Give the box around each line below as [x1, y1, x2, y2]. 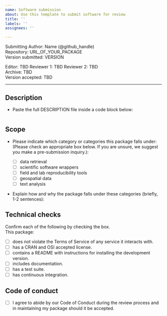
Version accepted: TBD [5, 74, 53, 80]
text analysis [19, 181, 46, 187]
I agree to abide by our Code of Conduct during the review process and [12, 300, 159, 306]
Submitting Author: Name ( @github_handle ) [5, 44, 94, 50]
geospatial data [19, 175, 52, 181]
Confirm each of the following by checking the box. [5, 224, 110, 230]
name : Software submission [5, 7, 61, 12]
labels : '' [5, 21, 28, 26]
